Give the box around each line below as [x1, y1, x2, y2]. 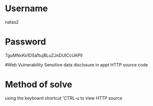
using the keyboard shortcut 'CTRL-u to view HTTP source [5, 95, 122, 101]
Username [5, 3, 48, 14]
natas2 [5, 19, 19, 25]
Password [5, 36, 46, 47]
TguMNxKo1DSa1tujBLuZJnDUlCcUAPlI [5, 52, 83, 58]
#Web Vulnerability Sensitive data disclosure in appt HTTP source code [5, 62, 148, 67]
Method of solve [5, 79, 72, 90]
